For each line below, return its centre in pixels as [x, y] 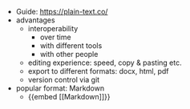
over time [55, 37]
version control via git [64, 80]
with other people [69, 54]
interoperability [53, 28]
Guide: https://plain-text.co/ [62, 12]
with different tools [71, 46]
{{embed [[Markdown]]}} [69, 97]
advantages [35, 20]
